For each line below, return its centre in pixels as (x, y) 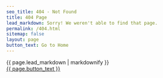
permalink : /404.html (34, 28)
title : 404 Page (27, 17)
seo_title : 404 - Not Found (42, 12)
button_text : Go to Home (37, 46)
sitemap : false (25, 34)
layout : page (23, 40)
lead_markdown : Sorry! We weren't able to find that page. (82, 23)
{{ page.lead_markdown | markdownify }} (58, 62)
